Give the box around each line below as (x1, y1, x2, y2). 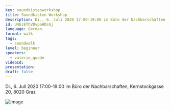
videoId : (5, 60, 24, 65)
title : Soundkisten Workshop (5, 12, 67, 17)
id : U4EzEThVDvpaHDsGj (5, 21, 54, 27)
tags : (5, 36, 17, 41)
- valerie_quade (10, 55, 44, 60)
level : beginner (5, 46, 40, 51)
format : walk (5, 31, 33, 36)
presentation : (5, 64, 36, 70)
